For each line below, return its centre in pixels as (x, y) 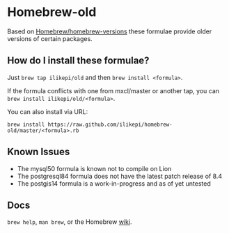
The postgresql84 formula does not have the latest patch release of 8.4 (120, 176)
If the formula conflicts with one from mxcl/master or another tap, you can (113, 90)
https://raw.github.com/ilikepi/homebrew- (110, 124)
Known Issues (39, 152)
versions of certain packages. (50, 38)
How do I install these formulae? (78, 61)
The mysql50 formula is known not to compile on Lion (94, 168)
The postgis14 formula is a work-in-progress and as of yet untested (114, 183)
